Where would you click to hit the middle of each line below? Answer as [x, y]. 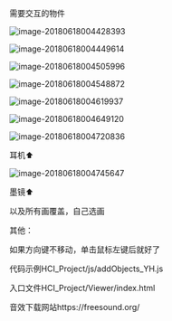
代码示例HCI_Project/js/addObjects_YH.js [86, 269]
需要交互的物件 [37, 13]
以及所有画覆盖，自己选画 [57, 211]
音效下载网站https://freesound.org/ [75, 307]
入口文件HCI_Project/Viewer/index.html [82, 288]
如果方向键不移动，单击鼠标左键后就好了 [85, 250]
